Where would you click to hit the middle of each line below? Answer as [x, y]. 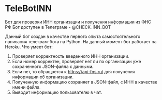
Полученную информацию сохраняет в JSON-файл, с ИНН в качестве [85, 82]
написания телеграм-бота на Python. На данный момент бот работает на [81, 41]
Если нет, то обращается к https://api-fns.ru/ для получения [74, 71]
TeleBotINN [29, 8]
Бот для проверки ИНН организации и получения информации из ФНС [78, 22]
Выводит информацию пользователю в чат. [57, 92]
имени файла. [26, 87]
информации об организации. [43, 77]
